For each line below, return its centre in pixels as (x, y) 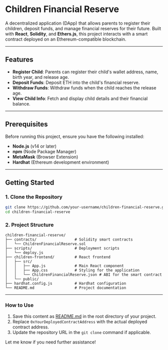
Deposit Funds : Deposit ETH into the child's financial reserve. (76, 82)
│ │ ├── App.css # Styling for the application (72, 270)
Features (19, 60)
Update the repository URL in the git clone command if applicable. (82, 332)
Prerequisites (26, 124)
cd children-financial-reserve (38, 212)
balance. (21, 103)
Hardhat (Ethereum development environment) (61, 162)
